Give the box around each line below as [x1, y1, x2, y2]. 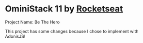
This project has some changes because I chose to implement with [5, 28, 139, 34]
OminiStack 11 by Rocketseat [5, 3, 123, 14]
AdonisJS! [5, 33, 26, 39]
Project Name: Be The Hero [5, 19, 60, 25]
